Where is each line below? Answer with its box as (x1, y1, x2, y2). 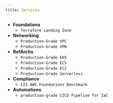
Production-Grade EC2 (20, 66, 67, 71)
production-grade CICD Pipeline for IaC (20, 93, 108, 98)
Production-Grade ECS (20, 60, 67, 65)
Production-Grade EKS (20, 55, 67, 60)
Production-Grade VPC (20, 39, 67, 44)
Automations (12, 86, 42, 92)
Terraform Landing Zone (20, 28, 72, 33)
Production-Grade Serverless (20, 71, 83, 76)
